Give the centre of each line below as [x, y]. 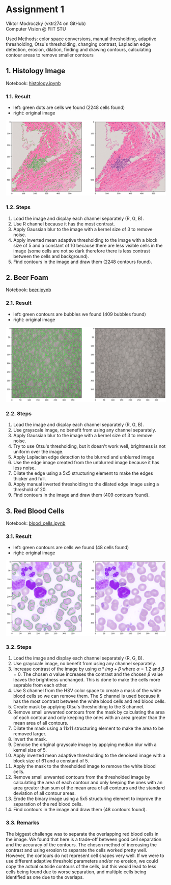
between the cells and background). [51, 256]
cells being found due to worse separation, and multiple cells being [76, 872]
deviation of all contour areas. [44, 793]
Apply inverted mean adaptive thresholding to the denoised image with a [89, 755]
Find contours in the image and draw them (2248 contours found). [82, 262]
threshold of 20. [30, 490]
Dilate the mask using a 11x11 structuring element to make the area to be [88, 728]
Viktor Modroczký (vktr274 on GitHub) [46, 23]
